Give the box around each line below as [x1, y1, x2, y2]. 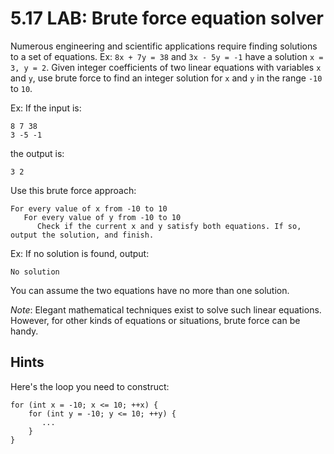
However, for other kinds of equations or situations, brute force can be [10, 314, 301, 326]
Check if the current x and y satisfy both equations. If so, [36, 221, 302, 231]
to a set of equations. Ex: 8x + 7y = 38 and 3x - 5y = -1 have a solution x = [10, 50, 324, 62]
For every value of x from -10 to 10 [10, 203, 168, 214]
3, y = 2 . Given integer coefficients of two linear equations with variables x [10, 61, 322, 73]
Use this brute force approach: [10, 184, 137, 196]
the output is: [10, 147, 65, 159]
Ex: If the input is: [10, 102, 82, 114]
